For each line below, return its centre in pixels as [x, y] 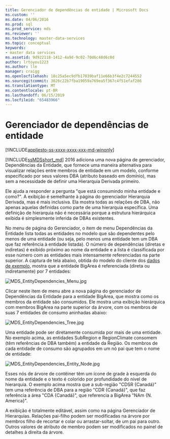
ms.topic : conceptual [28, 43]
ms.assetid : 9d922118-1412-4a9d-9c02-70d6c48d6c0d [60, 57]
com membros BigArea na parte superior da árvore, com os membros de [81, 307]
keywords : [16, 48]
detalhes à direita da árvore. [35, 432]
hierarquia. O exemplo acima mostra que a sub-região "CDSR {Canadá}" [81, 385]
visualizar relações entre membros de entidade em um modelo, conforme [82, 170]
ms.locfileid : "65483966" [32, 100]
